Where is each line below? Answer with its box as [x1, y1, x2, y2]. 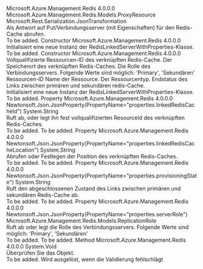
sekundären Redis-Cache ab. [6, 191, 80, 198]
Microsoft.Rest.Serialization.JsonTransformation [6, 18, 126, 25]
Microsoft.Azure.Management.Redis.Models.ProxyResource [6, 11, 156, 18]
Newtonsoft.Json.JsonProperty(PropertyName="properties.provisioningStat [6, 172, 198, 179]
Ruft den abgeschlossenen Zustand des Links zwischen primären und [6, 185, 181, 192]
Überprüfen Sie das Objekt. [6, 250, 75, 256]
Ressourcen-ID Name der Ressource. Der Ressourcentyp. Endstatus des [6, 76, 188, 82]
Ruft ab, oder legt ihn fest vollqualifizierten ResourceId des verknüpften [6, 114, 185, 121]
